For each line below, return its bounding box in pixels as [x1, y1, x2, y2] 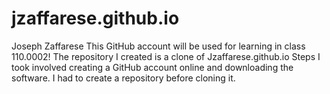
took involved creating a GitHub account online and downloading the [11, 61, 294, 73]
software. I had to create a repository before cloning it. [11, 72, 236, 84]
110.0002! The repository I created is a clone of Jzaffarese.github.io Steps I [11, 50, 321, 62]
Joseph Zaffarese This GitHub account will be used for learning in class [11, 40, 306, 52]
